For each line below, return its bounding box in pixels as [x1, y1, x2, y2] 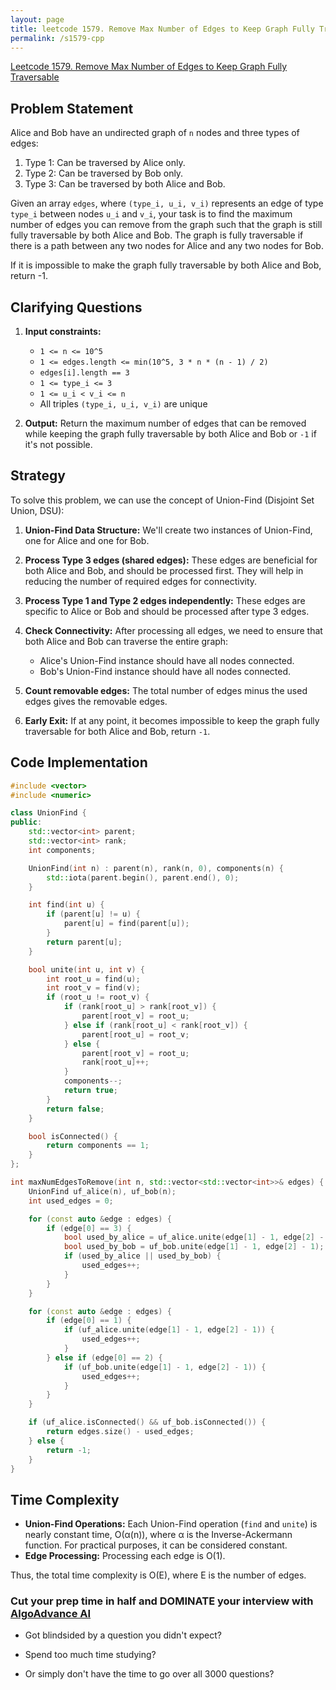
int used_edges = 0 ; [28, 1196, 114, 1206]
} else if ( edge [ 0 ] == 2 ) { [46, 1352, 163, 1363]
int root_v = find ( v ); [46, 983, 141, 993]
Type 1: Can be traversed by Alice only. [24, 157, 186, 169]
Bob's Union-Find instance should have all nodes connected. [39, 665, 292, 677]
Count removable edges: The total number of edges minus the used [24, 684, 308, 696]
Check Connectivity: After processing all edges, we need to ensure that [24, 624, 323, 636]
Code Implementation [10, 754, 148, 771]
